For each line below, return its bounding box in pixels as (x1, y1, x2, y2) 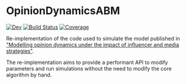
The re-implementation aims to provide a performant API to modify (6, 59, 168, 66)
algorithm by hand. (6, 71, 52, 78)
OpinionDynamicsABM (6, 4, 120, 18)
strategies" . (6, 47, 34, 54)
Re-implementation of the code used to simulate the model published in (6, 35, 180, 42)
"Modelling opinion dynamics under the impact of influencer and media (6, 41, 180, 48)
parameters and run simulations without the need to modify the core (6, 65, 172, 72)
